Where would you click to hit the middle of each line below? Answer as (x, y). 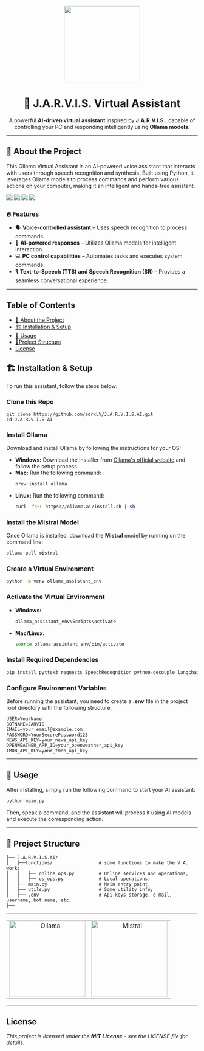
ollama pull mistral (32, 553)
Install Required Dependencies (53, 660)
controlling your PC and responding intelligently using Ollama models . (102, 127)
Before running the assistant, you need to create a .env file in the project (97, 701)
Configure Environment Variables (57, 688)
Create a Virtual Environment (50, 569)
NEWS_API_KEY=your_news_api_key (47, 740)
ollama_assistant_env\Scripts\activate (66, 621)
